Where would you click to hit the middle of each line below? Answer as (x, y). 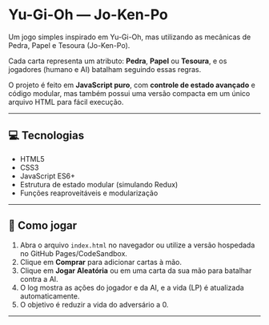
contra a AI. (39, 279)
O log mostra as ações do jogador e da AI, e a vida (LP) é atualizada (132, 287)
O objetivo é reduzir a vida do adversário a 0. (94, 304)
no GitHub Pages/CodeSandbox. (74, 253)
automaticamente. (50, 296)
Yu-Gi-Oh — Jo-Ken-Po (88, 15)
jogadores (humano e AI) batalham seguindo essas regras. (105, 69)
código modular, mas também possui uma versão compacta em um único (129, 93)
